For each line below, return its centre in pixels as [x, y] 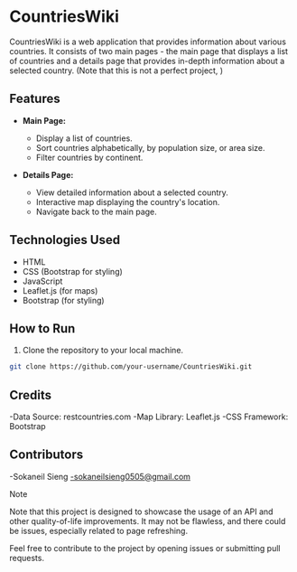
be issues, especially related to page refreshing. [98, 530]
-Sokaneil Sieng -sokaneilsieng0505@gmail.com [100, 476]
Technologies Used [65, 240]
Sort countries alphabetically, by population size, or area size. [150, 147]
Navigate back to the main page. [97, 211]
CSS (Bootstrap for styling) [73, 271]
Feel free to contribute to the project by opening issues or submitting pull [145, 548]
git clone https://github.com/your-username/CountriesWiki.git [131, 367]
